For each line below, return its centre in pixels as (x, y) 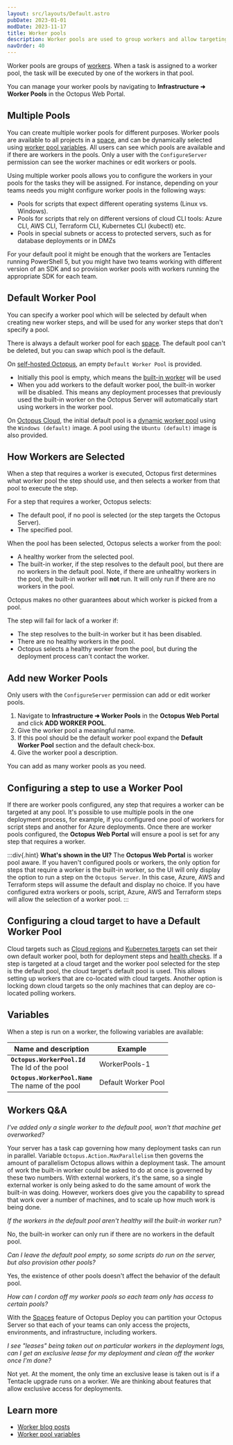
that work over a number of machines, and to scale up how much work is (111, 1200)
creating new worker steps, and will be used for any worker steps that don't (115, 322)
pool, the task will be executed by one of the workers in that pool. (101, 73)
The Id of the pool (40, 1067)
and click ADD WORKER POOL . (62, 723)
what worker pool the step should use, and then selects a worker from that (114, 481)
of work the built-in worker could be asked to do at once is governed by (110, 1170)
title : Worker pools (37, 33)
